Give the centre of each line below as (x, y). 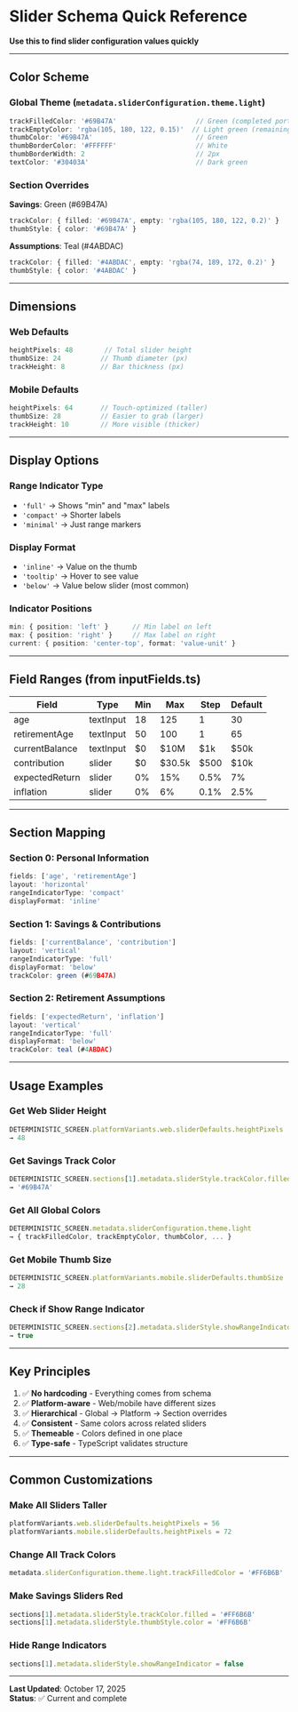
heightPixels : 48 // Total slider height (101, 350)
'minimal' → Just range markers (82, 524)
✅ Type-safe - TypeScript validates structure (105, 1443)
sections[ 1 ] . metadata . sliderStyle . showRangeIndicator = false (126, 1664)
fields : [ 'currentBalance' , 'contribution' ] (93, 943)
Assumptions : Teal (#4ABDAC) (67, 245)
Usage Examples (56, 1086)
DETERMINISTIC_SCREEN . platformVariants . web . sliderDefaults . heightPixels (146, 1129)
